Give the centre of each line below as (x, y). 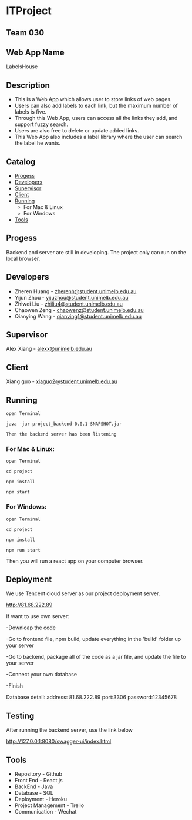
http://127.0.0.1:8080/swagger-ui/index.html (59, 741)
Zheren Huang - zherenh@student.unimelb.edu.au (75, 291)
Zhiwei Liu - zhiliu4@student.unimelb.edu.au (69, 304)
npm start (18, 492)
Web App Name (35, 52)
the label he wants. (37, 143)
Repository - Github (38, 774)
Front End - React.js (38, 781)
